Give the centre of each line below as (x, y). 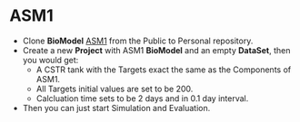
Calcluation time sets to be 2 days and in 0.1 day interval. (142, 98)
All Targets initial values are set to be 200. (115, 89)
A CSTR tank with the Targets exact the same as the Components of (164, 70)
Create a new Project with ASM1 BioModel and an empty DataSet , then (156, 50)
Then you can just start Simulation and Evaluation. (116, 108)
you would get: (50, 60)
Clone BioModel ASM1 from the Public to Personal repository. (138, 41)
